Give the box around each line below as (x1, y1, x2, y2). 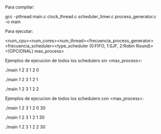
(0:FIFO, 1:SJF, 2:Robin (89, 43, 136, 48)
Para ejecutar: (5, 28, 33, 34)
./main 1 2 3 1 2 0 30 (5, 105, 46, 111)
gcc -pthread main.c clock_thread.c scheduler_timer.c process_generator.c (5, 14, 157, 19)
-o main (5, 19, 21, 24)
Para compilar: (5, 4, 35, 10)
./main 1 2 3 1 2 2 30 (5, 124, 46, 130)
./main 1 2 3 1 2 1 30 (5, 114, 45, 120)
